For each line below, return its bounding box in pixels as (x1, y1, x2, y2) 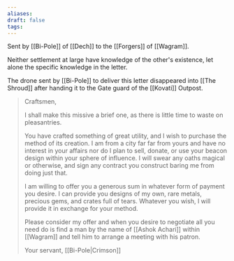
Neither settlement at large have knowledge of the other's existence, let (7, 56, 214, 64)
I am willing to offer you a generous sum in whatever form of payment (24, 182, 225, 191)
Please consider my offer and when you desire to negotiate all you (24, 218, 215, 226)
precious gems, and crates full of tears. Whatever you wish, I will (24, 197, 211, 205)
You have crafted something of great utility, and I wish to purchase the (24, 132, 227, 140)
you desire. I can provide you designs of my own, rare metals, (24, 189, 203, 198)
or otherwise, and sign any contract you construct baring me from (24, 161, 214, 170)
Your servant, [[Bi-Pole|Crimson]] (24, 246, 121, 255)
